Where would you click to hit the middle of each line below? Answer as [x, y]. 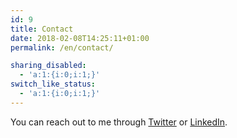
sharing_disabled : [48, 66]
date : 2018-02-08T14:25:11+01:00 [80, 38]
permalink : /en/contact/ [62, 47]
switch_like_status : [53, 84]
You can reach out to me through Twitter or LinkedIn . [119, 122]
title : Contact [42, 29]
